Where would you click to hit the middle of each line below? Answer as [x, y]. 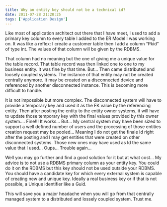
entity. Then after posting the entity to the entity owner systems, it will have [82, 111]
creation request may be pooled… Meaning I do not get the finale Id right [80, 132]
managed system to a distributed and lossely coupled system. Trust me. [79, 199]
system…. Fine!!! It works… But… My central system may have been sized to [83, 121]
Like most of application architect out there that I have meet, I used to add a [83, 33]
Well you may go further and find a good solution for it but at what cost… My [83, 158]
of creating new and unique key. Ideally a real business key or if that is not [81, 179]
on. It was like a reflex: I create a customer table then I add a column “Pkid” [82, 44]
